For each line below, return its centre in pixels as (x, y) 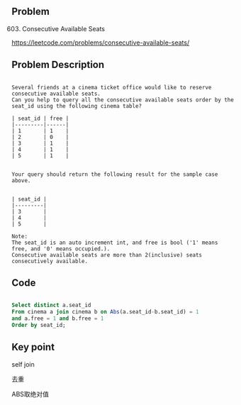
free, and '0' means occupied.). (61, 249)
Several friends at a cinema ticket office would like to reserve (112, 87)
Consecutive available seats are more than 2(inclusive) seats (107, 255)
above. (21, 180)
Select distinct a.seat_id (51, 305)
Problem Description (58, 65)
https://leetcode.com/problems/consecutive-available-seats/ (101, 43)
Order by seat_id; (39, 326)
